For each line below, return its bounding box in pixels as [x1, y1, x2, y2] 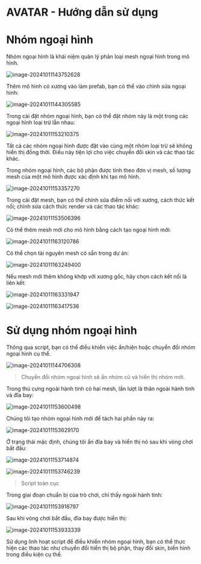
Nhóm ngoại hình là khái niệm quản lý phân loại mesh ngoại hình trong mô [6, 53, 190, 60]
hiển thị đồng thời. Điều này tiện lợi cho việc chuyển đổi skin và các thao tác [6, 149, 195, 156]
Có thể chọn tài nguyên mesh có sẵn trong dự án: [6, 249, 129, 257]
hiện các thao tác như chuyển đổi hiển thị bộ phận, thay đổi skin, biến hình [6, 545, 191, 552]
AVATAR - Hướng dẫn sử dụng [6, 5, 158, 19]
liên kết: [6, 280, 26, 287]
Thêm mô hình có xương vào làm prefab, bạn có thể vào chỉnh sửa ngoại [6, 83, 187, 90]
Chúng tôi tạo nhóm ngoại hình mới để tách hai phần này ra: [6, 415, 155, 422]
